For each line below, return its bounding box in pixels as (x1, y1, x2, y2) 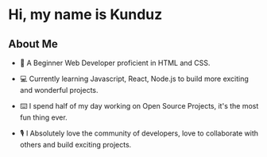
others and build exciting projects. (19, 140, 132, 149)
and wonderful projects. (19, 86, 99, 94)
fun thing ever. (19, 113, 68, 122)
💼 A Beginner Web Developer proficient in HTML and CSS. (19, 58, 211, 67)
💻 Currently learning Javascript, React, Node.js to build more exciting (19, 74, 249, 83)
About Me (8, 37, 58, 51)
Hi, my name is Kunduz (8, 6, 163, 24)
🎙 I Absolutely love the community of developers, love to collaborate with (19, 128, 259, 138)
